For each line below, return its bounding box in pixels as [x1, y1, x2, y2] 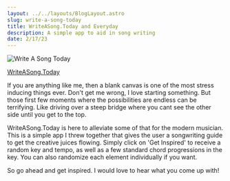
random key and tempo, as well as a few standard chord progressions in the [7, 146, 222, 154]
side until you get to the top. [7, 111, 87, 119]
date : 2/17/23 [7, 36, 48, 43]
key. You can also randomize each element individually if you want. [7, 153, 198, 162]
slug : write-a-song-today [7, 17, 81, 23]
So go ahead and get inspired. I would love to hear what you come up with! [7, 167, 220, 175]
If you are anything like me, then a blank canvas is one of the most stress [7, 81, 215, 89]
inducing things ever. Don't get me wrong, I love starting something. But [7, 89, 211, 97]
